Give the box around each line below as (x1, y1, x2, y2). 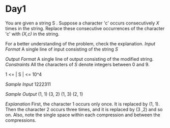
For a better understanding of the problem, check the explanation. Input (5, 40, 156, 46)
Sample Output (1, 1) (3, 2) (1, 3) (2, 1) (5, 91, 83, 97)
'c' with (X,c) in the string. (5, 31, 60, 37)
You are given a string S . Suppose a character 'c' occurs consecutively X (5, 20, 159, 26)
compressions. (5, 117, 37, 123)
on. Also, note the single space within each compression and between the (5, 112, 160, 118)
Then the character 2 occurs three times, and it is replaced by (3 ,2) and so (5, 106, 163, 112)
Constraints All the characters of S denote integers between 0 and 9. (5, 61, 150, 67)
